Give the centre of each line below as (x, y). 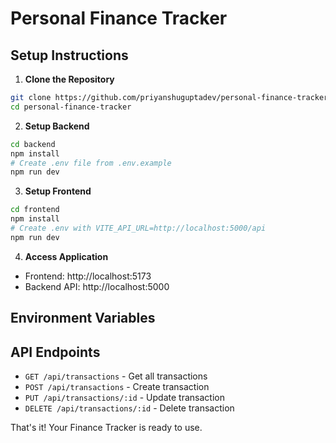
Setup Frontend (58, 191)
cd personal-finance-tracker (71, 107)
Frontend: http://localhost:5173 (88, 276)
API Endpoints (55, 352)
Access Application (66, 256)
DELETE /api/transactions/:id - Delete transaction (129, 408)
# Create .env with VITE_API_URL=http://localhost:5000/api (138, 228)
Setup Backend (57, 126)
